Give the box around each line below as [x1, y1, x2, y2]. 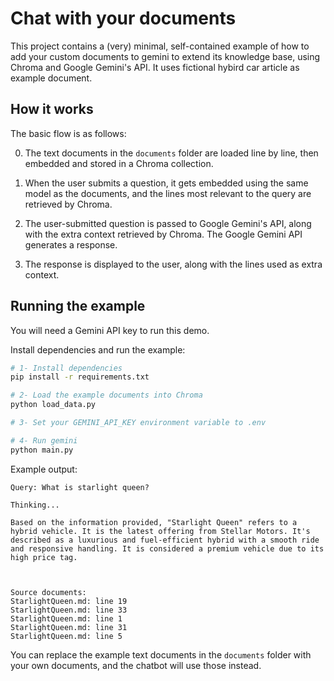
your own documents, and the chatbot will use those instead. [10, 659, 262, 671]
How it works [10, 101, 94, 118]
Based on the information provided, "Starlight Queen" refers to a [10, 517, 298, 527]
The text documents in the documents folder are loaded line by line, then [24, 147, 319, 159]
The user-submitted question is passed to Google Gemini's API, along [24, 217, 312, 229]
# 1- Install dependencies [10, 363, 123, 373]
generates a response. [24, 238, 118, 251]
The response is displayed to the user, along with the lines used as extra [24, 258, 323, 270]
